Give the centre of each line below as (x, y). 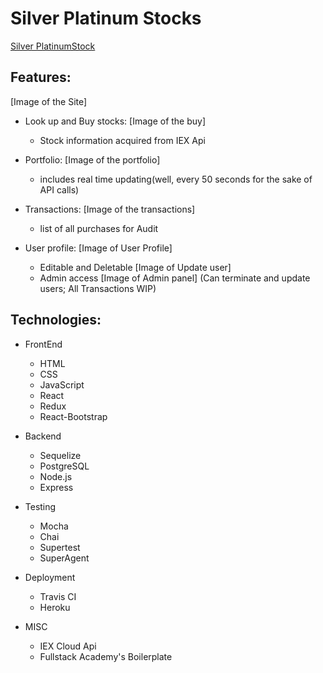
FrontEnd (43, 344)
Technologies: (56, 320)
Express (56, 487)
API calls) (59, 189)
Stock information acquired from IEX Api (122, 140)
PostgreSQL (64, 466)
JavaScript (62, 384)
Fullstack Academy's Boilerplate (106, 656)
